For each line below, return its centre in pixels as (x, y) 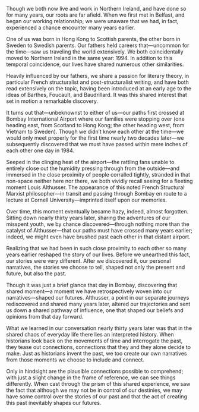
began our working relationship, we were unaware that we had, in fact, (92, 21)
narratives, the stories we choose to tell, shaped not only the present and (96, 267)
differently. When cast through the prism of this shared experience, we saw (98, 384)
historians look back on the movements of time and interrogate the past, (94, 341)
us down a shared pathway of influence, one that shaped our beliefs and (95, 310)
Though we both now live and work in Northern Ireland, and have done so (96, 9)
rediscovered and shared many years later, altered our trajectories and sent (98, 304)
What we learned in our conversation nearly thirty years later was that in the (99, 328)
